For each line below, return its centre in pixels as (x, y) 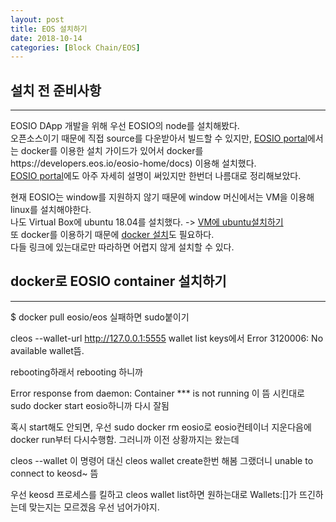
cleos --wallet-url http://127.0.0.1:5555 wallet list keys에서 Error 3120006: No (167, 338)
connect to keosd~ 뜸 (54, 473)
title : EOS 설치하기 (49, 29)
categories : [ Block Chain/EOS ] (75, 47)
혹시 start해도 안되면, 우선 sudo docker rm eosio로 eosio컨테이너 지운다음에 (161, 427)
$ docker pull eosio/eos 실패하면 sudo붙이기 (100, 317)
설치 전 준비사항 (56, 90)
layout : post (37, 19)
